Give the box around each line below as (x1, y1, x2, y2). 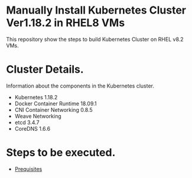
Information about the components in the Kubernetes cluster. (6, 82, 155, 89)
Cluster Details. (6, 63, 84, 76)
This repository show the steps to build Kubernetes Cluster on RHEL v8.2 (6, 35, 184, 43)
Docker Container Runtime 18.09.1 (14, 100, 97, 107)
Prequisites (14, 165, 43, 172)
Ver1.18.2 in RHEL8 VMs (6, 16, 125, 30)
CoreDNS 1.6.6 (14, 125, 51, 132)
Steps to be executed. (6, 146, 116, 160)
